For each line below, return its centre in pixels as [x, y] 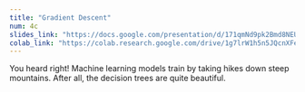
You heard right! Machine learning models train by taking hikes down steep [149, 69]
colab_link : [32, 43]
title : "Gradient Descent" [60, 18]
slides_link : [34, 34]
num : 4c [24, 26]
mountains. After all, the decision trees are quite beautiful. [118, 78]
